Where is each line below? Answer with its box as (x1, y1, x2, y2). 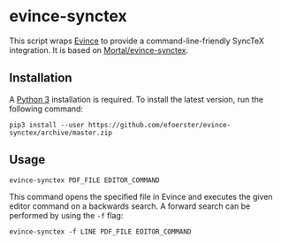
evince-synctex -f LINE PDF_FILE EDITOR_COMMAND (9, 227, 192, 236)
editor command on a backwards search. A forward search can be (9, 201, 251, 211)
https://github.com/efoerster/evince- (87, 120, 232, 129)
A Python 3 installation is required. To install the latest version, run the (9, 94, 263, 104)
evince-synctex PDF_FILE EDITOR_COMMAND (9, 175, 161, 185)
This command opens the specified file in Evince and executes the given (9, 191, 273, 202)
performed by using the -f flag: (9, 210, 124, 220)
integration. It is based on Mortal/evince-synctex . (9, 44, 189, 55)
